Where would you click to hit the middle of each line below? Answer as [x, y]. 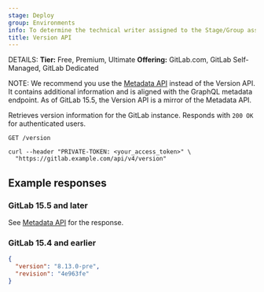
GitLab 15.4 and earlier [52, 242]
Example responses [58, 183]
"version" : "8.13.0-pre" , [58, 267]
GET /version [29, 139]
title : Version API [40, 37]
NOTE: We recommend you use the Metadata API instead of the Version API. [132, 83]
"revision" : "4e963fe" [52, 274]
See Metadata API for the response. [66, 222]
